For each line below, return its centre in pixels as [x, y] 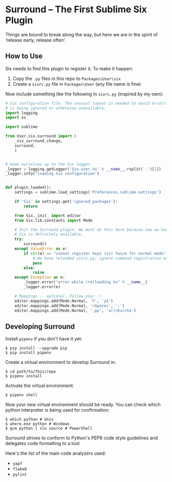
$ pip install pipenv [28, 353]
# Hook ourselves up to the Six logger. [49, 164]
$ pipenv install [24, 376]
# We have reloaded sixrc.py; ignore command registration [97, 258]
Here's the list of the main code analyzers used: [56, 453]
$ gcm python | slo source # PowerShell [49, 429]
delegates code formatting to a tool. [43, 444]
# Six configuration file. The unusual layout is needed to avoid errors [86, 103]
